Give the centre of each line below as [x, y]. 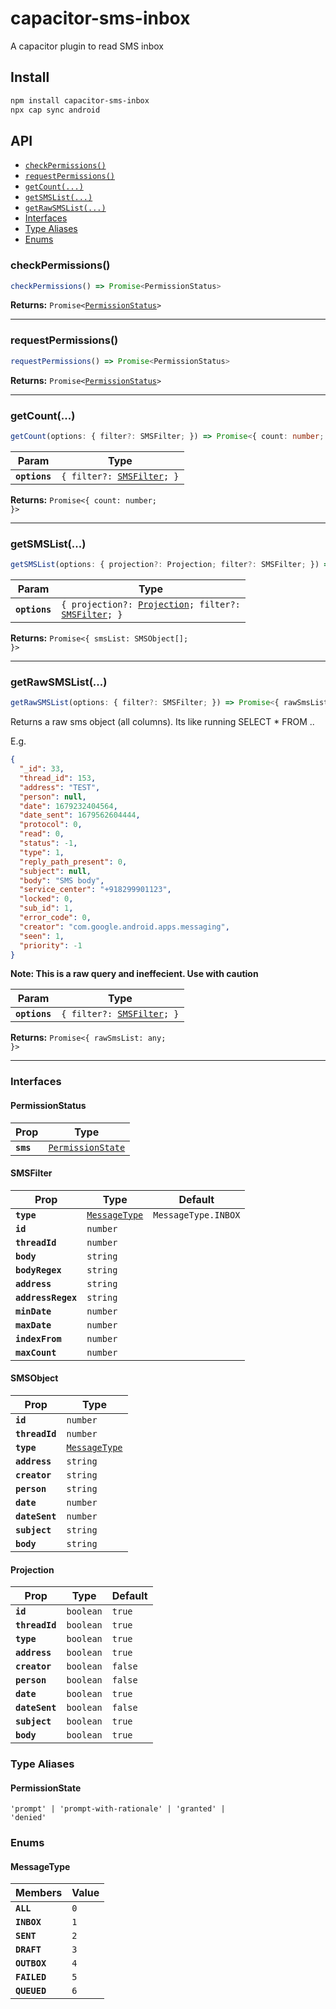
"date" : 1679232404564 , [68, 806]
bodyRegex [38, 1270]
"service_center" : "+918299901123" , [95, 890]
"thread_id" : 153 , [58, 778]
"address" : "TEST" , [60, 787]
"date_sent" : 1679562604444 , [80, 815]
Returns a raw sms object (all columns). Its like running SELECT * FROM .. [162, 722]
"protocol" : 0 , [51, 825]
